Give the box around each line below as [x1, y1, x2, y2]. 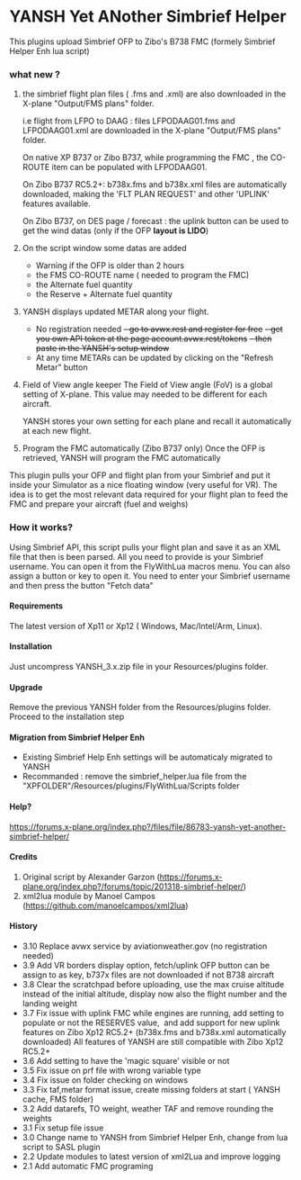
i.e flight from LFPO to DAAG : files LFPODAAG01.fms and [22, 115, 235, 127]
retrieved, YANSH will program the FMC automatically [22, 453, 221, 464]
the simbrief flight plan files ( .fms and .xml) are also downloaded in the [22, 88, 287, 100]
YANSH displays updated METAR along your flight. [22, 306, 209, 317]
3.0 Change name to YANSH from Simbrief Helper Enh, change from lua [22, 1131, 288, 1142]
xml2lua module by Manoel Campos [22, 890, 155, 901]
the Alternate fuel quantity [35, 279, 133, 290]
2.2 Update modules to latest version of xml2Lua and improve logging [22, 1150, 281, 1162]
